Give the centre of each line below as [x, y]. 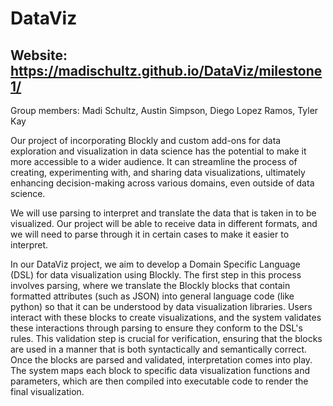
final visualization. [47, 391]
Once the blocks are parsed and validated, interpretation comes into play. [161, 360]
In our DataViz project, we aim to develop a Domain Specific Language [155, 264]
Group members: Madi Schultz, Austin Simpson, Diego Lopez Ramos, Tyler [164, 110]
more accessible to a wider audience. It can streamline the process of [154, 161]
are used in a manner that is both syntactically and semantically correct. [159, 349]
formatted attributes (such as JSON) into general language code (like [152, 296]
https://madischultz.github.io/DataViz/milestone [166, 70]
